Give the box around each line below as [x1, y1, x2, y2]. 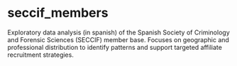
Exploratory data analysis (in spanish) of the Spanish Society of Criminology [7, 28, 231, 37]
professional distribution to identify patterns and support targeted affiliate [7, 43, 222, 51]
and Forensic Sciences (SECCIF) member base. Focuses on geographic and [7, 35, 229, 44]
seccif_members [7, 5, 109, 21]
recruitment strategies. [7, 51, 75, 59]
